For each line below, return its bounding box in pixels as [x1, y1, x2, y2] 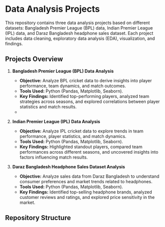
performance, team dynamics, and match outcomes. [19, 83, 127, 89]
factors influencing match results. [19, 154, 88, 160]
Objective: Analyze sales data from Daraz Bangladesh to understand [19, 173, 160, 179]
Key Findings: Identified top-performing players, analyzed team [19, 93, 149, 99]
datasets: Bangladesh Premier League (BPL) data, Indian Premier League [5, 25, 153, 31]
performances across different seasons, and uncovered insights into [19, 149, 159, 155]
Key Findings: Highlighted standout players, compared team [19, 144, 143, 150]
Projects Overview [5, 55, 63, 64]
